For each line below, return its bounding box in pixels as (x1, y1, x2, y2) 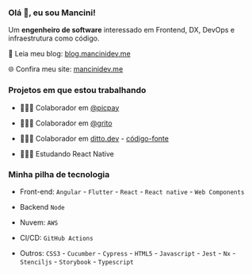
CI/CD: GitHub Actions (19, 233, 94, 242)
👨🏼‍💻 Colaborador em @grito (19, 118, 113, 128)
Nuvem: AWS (19, 218, 59, 227)
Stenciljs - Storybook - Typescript (19, 257, 134, 266)
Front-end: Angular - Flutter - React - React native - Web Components (19, 187, 245, 196)
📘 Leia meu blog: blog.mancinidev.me (8, 49, 131, 59)
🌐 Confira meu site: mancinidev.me (8, 64, 124, 74)
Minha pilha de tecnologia (8, 168, 110, 179)
